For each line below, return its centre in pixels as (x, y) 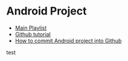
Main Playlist (31, 28)
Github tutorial (33, 34)
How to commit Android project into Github (68, 40)
